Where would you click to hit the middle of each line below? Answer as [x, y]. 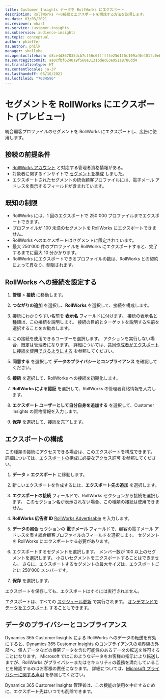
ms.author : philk [23, 46]
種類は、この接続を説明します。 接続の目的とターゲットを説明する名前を [86, 322]
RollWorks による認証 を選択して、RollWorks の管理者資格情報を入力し [84, 389]
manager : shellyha [24, 51]
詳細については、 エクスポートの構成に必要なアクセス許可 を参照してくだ [79, 458]
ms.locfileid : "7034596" [30, 78]
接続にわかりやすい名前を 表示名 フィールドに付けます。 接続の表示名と [85, 316]
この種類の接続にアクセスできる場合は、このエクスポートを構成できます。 [80, 451]
